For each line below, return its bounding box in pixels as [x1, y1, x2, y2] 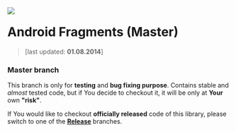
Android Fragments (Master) [7, 24, 179, 40]
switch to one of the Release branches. [7, 117, 123, 126]
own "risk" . [7, 96, 42, 104]
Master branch [7, 65, 60, 75]
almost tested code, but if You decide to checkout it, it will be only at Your [7, 88, 223, 97]
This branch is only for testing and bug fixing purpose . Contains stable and [7, 81, 229, 90]
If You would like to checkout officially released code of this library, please [7, 109, 227, 119]
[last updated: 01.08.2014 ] [24, 47, 104, 56]
